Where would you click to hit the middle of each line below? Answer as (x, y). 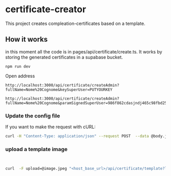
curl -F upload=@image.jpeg (36, 169)
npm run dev (18, 66)
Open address (20, 76)
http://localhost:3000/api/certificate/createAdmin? (62, 85)
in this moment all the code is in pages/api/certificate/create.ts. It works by (84, 51)
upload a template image (36, 149)
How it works (26, 39)
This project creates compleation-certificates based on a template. (75, 23)
